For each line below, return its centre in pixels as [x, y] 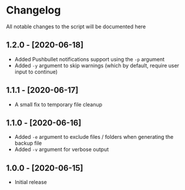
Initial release [31, 182]
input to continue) [36, 72]
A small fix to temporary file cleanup [58, 104]
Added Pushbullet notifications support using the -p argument [89, 59]
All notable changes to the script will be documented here [76, 26]
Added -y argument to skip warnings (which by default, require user [97, 65]
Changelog [33, 10]
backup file [28, 143]
